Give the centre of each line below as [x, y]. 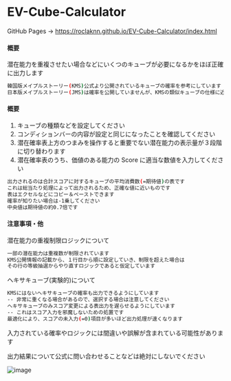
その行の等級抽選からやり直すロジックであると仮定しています [81, 266]
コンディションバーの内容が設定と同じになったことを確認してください [116, 134]
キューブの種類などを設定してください [71, 125]
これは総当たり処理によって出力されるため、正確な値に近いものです [89, 188]
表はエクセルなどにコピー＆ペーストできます [61, 194]
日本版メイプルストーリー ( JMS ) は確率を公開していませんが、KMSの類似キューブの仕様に [114, 93]
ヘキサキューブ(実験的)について [51, 280]
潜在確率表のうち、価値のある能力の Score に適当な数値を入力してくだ [117, 160]
